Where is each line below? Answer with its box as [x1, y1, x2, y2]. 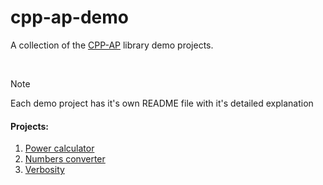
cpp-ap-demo [10, 6, 129, 29]
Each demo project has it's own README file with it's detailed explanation [10, 97, 314, 109]
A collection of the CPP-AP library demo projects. [10, 39, 214, 51]
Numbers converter [24, 153, 106, 165]
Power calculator [24, 142, 95, 155]
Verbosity [24, 164, 65, 176]
